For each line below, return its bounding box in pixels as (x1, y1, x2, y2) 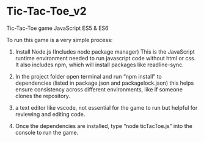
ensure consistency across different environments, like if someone (15, 85, 183, 93)
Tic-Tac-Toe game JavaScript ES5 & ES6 (6, 24, 109, 32)
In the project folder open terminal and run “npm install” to (15, 73, 162, 80)
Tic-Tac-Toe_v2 (6, 4, 87, 18)
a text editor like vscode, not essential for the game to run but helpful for (15, 104, 198, 111)
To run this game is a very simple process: (6, 36, 113, 43)
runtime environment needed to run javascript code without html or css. (15, 54, 196, 62)
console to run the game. (15, 129, 79, 136)
